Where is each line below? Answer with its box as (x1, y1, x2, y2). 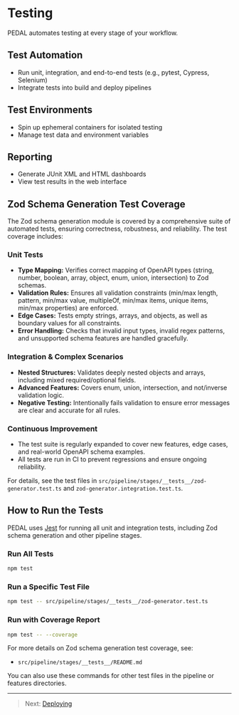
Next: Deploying (24, 699, 73, 708)
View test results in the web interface (17, 177, 127, 186)
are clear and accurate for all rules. (17, 406, 121, 414)
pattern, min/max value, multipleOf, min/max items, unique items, (17, 296, 208, 305)
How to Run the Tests (7, 504, 104, 517)
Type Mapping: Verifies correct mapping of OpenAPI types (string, (17, 266, 215, 275)
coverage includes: (7, 232, 64, 241)
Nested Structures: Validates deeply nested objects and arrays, (17, 368, 206, 377)
